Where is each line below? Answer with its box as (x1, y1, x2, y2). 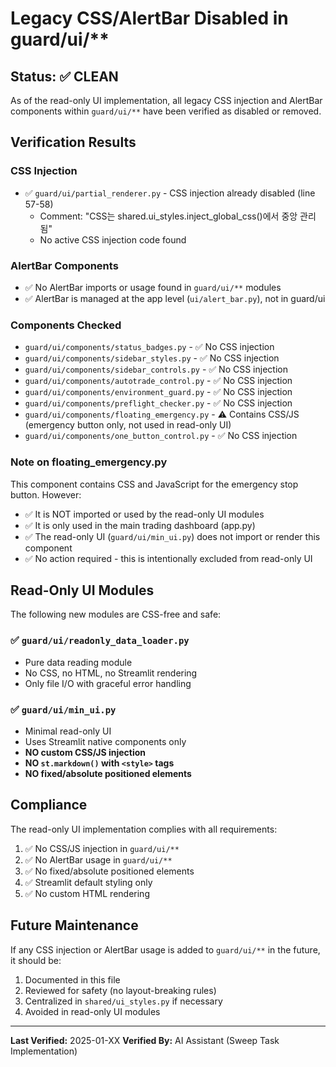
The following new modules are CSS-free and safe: (10, 608, 222, 621)
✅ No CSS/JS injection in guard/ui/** (24, 842, 180, 854)
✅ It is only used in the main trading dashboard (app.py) (24, 519, 256, 531)
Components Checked (10, 318, 122, 332)
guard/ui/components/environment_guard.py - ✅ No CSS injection (24, 386, 293, 398)
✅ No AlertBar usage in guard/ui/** (24, 853, 173, 866)
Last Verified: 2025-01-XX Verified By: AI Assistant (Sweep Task (10, 1034, 280, 1046)
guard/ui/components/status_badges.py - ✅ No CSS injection (24, 341, 275, 353)
